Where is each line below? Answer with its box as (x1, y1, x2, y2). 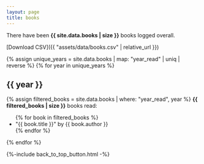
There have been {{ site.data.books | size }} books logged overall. (6, 31, 176, 39)
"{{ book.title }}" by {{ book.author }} (15, 121, 108, 128)
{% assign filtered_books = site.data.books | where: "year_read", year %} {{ (6, 95, 198, 103)
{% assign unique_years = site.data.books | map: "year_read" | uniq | (6, 55, 180, 62)
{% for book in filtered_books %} (15, 114, 99, 121)
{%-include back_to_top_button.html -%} (6, 151, 110, 158)
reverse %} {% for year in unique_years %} (6, 62, 115, 69)
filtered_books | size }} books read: (6, 102, 97, 110)
